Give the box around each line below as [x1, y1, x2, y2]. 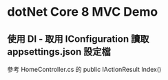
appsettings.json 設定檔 [7, 46, 112, 57]
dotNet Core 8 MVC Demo [7, 4, 158, 20]
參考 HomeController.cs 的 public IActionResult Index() [7, 66, 162, 73]
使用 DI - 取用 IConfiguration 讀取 [7, 33, 149, 44]
